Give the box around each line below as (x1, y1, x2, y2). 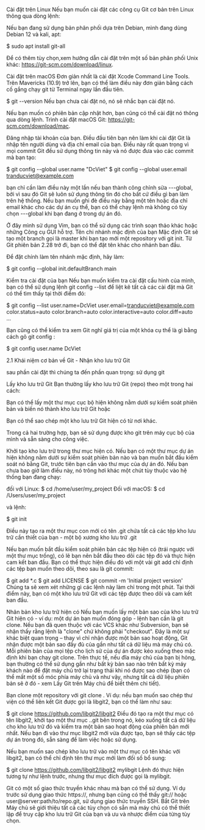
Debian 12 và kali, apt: (6, 31, 62, 38)
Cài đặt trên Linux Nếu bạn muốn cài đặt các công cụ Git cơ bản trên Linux (6, 6, 194, 13)
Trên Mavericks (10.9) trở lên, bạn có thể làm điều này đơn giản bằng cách (6, 80, 193, 86)
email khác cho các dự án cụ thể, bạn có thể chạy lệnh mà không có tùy (6, 204, 187, 210)
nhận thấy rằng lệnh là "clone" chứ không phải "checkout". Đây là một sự (6, 628, 190, 635)
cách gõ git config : (6, 333, 56, 340)
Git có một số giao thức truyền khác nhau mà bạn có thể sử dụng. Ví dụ (6, 785, 186, 791)
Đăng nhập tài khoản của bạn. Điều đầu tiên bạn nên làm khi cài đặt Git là (6, 135, 191, 141)
